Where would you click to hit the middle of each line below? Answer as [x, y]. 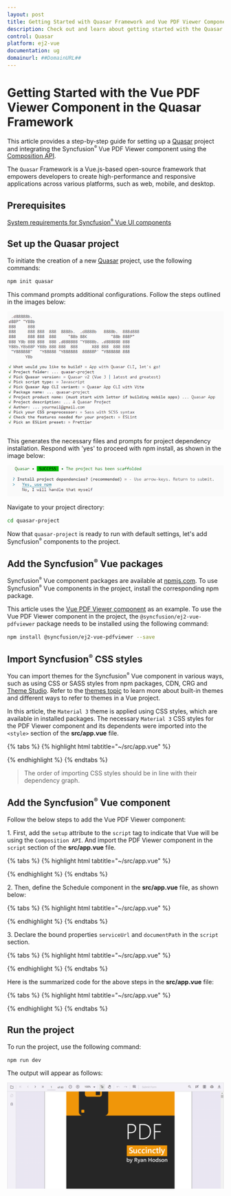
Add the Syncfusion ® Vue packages [85, 563]
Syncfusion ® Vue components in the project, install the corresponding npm [113, 588]
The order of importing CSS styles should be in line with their [110, 773]
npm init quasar [30, 281]
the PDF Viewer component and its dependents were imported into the [107, 726]
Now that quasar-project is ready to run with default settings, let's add [107, 533]
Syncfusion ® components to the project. [64, 541]
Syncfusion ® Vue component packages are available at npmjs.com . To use [112, 580]
